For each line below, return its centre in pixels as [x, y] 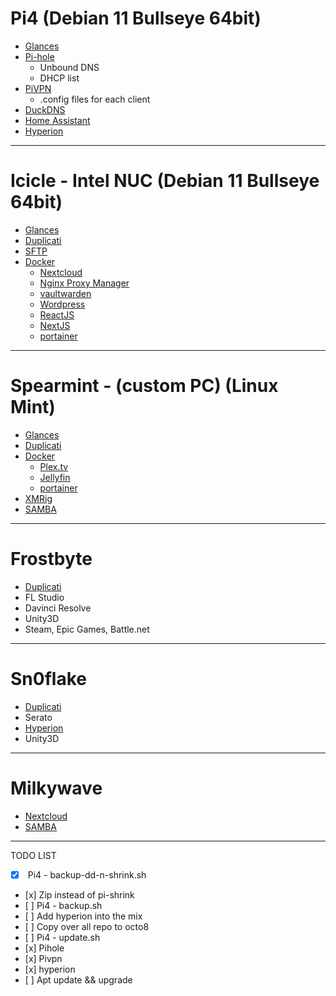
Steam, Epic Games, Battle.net [87, 629]
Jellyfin [55, 477]
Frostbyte [51, 559]
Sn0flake [48, 678]
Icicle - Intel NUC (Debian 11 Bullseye [165, 181]
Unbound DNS [69, 67]
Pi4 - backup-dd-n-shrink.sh [87, 874]
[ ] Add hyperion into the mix [83, 916]
